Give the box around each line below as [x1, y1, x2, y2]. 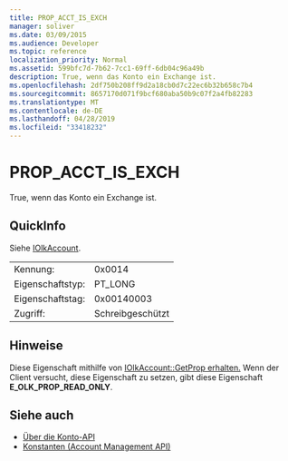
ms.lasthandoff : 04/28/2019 [9, 114, 116, 123]
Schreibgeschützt [93, 307, 170, 319]
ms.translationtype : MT [9, 97, 100, 107]
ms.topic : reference [9, 47, 88, 56]
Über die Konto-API [22, 432, 95, 443]
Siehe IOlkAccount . [9, 242, 82, 253]
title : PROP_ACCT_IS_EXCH [9, 13, 107, 23]
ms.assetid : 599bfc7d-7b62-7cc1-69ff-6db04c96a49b [9, 64, 205, 74]
